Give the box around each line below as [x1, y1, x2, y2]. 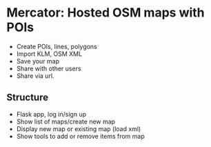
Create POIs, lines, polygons [16, 42, 97, 50]
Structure [6, 92, 49, 104]
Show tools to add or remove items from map [16, 132, 145, 140]
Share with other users [16, 64, 81, 72]
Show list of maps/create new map [16, 117, 115, 126]
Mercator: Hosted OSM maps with [6, 5, 205, 21]
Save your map [16, 57, 60, 65]
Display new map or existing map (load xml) [16, 124, 141, 133]
